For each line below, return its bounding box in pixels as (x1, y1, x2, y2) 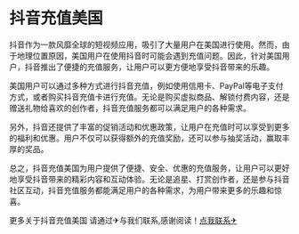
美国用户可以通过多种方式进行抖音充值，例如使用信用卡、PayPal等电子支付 (9, 80, 284, 91)
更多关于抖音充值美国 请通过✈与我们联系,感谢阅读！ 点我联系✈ (9, 214, 238, 225)
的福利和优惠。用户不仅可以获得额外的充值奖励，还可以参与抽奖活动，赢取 (9, 133, 282, 143)
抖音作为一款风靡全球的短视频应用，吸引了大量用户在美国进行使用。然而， (9, 39, 282, 50)
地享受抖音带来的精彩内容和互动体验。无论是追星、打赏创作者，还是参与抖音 (9, 173, 290, 184)
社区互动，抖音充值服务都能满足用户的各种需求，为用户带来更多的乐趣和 (9, 184, 274, 196)
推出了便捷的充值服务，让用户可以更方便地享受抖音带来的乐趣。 (39, 61, 274, 72)
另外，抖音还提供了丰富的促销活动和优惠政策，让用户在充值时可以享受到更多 (9, 121, 290, 132)
